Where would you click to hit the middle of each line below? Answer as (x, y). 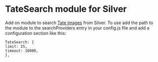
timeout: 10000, (22, 51)
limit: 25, (16, 46)
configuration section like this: (36, 33)
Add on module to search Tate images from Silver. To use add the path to (79, 23)
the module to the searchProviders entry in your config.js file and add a (77, 28)
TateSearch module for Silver (66, 9)
